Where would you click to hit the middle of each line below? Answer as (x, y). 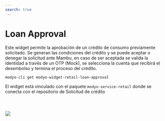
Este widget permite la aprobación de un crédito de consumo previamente (80, 48)
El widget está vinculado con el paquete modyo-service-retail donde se (78, 87)
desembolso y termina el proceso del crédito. (51, 68)
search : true (18, 10)
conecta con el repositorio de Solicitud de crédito (55, 92)
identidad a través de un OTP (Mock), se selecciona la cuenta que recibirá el (82, 63)
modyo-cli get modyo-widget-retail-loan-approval (57, 77)
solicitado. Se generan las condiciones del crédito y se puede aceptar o (78, 52)
